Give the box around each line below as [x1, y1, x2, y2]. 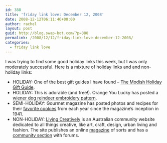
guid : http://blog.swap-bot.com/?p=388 [5, 31, 89, 36]
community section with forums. [12, 132, 79, 138]
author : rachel [5, 21, 37, 27]
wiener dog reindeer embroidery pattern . [12, 95, 97, 101]
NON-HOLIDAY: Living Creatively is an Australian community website [12, 116, 155, 122]
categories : [5, 40, 30, 45]
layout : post [5, 26, 33, 31]
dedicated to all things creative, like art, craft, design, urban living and [12, 121, 157, 127]
